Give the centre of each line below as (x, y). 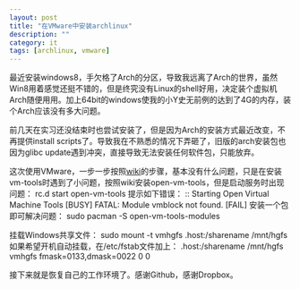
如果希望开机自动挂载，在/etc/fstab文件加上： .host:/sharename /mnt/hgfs (146, 246)
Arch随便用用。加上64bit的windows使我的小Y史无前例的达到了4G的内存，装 (150, 100)
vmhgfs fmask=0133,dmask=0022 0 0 (80, 257)
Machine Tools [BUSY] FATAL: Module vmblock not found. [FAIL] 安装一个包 (149, 205)
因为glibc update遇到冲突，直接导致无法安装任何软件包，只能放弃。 (134, 152)
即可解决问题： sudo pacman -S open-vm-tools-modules (115, 217)
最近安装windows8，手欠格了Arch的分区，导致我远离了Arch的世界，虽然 (144, 78)
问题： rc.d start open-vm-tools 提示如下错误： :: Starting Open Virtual (139, 194)
